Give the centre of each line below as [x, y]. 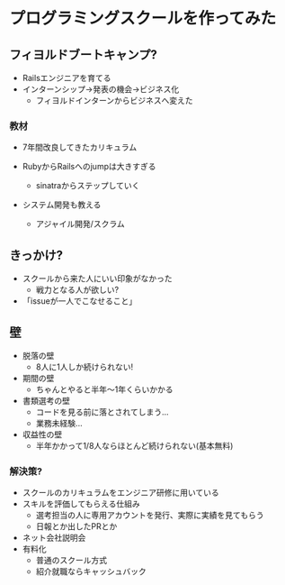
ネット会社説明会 [54, 538]
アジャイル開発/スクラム [80, 224]
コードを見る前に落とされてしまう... [102, 412]
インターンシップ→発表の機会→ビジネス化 [101, 89]
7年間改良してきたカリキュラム [80, 147]
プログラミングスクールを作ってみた [143, 18]
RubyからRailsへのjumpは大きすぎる [89, 167]
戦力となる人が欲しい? [77, 290]
